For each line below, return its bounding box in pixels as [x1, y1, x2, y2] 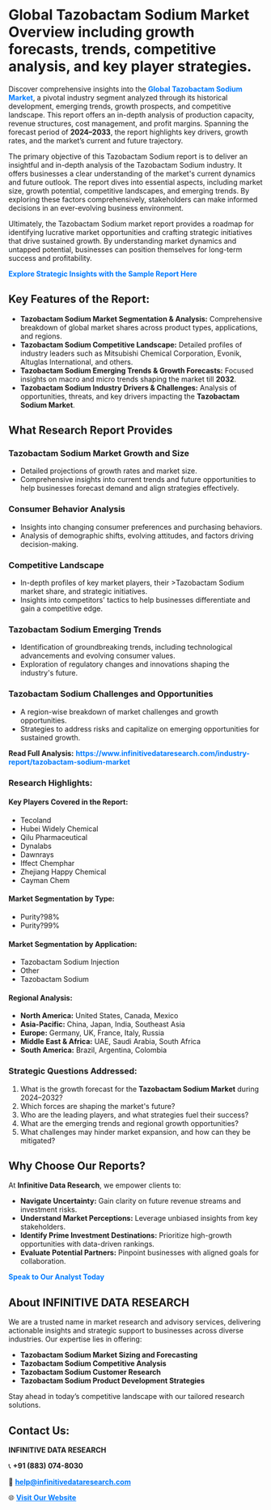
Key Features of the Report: [8, 292, 150, 306]
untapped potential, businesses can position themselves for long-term [8, 245, 243, 254]
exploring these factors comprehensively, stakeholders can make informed [8, 194, 258, 204]
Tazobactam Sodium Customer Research [19, 1367, 162, 1377]
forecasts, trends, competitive [8, 41, 217, 58]
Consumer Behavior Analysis [8, 504, 125, 515]
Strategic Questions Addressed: [8, 1065, 138, 1077]
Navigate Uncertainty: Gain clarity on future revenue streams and [19, 1196, 241, 1206]
